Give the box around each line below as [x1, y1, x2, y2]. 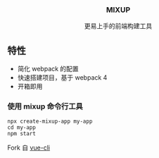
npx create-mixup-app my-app [7, 118, 93, 125]
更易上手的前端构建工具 [84, 22, 153, 30]
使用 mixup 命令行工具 [7, 102, 83, 111]
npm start [7, 130, 37, 138]
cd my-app [7, 124, 37, 131]
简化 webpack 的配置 [17, 65, 79, 73]
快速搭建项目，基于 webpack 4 [17, 73, 108, 82]
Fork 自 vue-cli [7, 143, 51, 152]
